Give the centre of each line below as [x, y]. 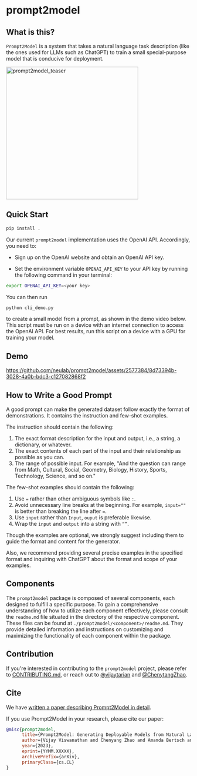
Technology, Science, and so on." [55, 476]
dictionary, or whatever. [43, 445]
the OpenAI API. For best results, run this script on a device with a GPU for [96, 331]
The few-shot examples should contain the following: [70, 488]
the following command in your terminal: [63, 275]
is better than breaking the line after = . [60, 511]
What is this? [30, 32]
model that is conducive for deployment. [55, 59]
